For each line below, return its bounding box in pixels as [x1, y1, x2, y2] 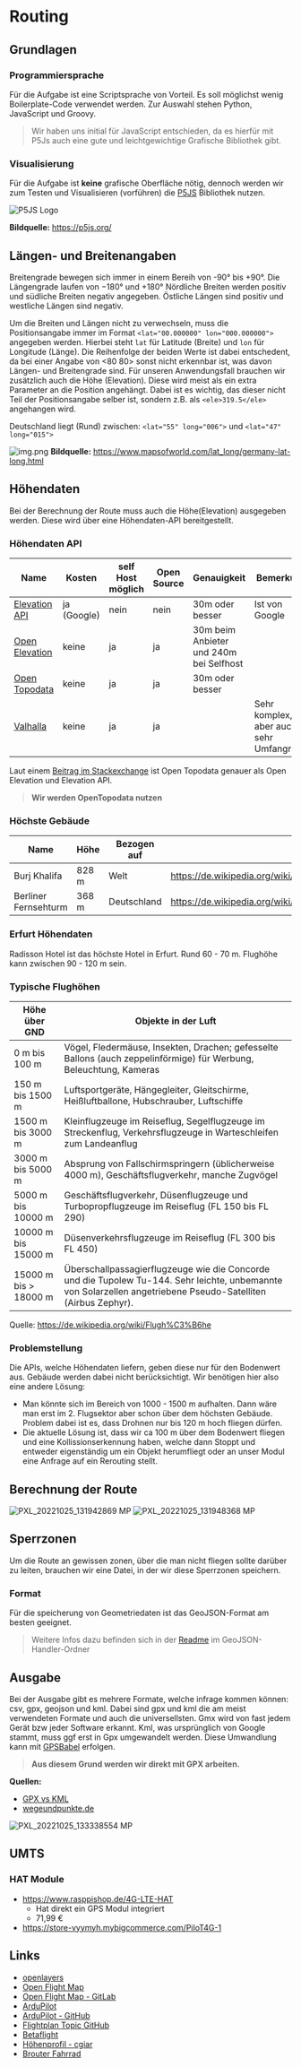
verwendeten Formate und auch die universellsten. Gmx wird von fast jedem [9, 1713, 291, 1724]
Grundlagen [9, 42, 78, 57]
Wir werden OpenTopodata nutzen [30, 792, 163, 803]
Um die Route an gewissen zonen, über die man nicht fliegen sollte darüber [9, 1555, 288, 1566]
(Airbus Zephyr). [64, 1296, 134, 1309]
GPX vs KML [21, 1794, 69, 1804]
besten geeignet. [9, 1617, 72, 1628]
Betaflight [21, 2028, 59, 2040]
